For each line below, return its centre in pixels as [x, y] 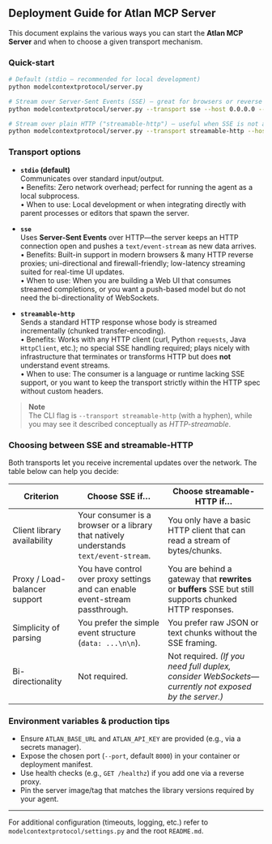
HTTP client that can [207, 530]
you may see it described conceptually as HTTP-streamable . [130, 424]
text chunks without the [212, 632]
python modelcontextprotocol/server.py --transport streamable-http [126, 131]
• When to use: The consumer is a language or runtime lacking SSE [132, 373]
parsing [27, 638]
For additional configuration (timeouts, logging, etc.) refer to [108, 822]
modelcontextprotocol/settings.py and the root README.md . [106, 831]
